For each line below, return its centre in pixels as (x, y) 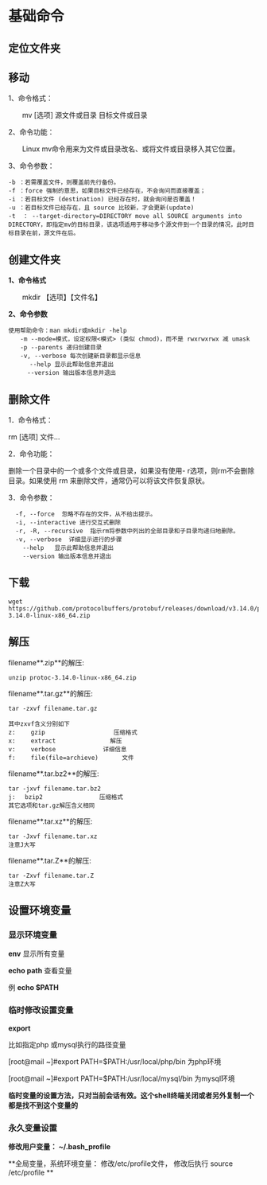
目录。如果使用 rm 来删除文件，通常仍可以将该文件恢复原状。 (108, 481)
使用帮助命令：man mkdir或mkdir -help (68, 331)
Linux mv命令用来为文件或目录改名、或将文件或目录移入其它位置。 (131, 149)
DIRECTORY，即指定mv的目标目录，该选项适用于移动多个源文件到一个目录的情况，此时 (128, 225)
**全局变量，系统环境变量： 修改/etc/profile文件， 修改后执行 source (120, 1164)
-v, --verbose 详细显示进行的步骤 (69, 540)
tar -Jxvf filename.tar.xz (53, 836)
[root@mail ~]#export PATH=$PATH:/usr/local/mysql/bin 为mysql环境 (122, 1078)
